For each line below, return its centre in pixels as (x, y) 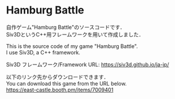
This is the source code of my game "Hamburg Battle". (72, 46)
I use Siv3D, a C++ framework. (43, 52)
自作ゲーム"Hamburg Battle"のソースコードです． (65, 27)
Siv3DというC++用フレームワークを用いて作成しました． (75, 34)
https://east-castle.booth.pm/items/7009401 (60, 90)
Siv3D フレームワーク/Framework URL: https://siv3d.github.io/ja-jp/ (87, 64)
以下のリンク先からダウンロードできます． (58, 77)
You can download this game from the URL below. (67, 83)
